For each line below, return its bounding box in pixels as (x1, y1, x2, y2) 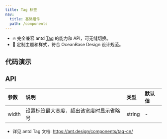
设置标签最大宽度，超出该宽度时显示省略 (25, 107, 120, 114)
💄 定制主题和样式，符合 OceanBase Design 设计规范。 (12, 42, 124, 48)
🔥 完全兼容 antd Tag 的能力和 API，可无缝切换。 (12, 35, 111, 41)
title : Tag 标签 (5, 7, 37, 12)
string (126, 111, 140, 118)
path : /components (9, 21, 48, 26)
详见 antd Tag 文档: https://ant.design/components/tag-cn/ (12, 129, 133, 135)
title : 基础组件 (9, 16, 41, 21)
